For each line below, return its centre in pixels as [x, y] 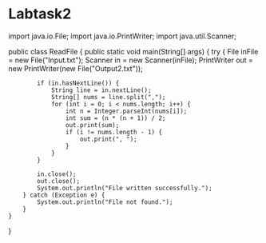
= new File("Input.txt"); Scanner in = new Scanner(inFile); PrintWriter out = [131, 60]
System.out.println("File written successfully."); [125, 188]
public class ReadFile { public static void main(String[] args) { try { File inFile [133, 51]
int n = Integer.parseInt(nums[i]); [126, 111]
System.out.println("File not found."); [105, 202]
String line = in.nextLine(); [101, 90]
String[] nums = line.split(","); [108, 97]
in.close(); [57, 174]
